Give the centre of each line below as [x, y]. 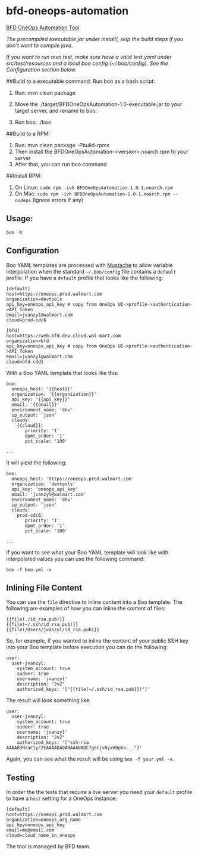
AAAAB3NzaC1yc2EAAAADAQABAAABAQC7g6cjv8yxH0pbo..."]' [74, 748]
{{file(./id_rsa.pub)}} [36, 619]
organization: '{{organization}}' [54, 394]
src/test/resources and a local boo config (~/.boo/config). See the [87, 63]
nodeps [23, 200]
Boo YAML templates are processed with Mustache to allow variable [90, 265]
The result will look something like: [48, 700]
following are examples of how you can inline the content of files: [86, 609]
